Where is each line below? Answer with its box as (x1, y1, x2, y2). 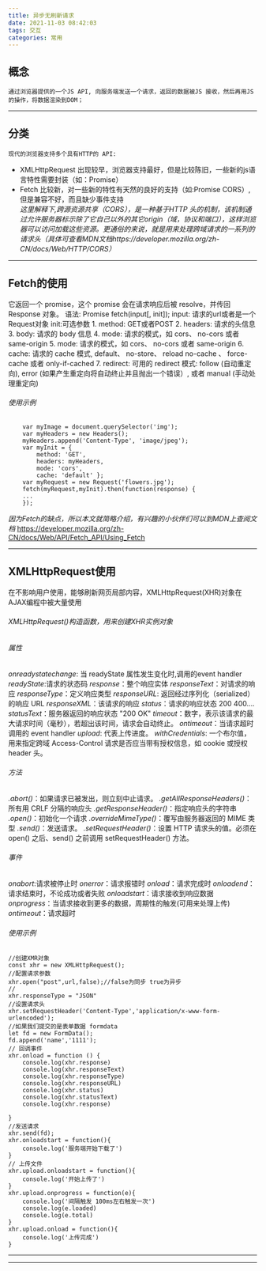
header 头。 (8, 748, 47, 758)
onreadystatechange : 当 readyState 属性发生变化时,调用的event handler (8, 669, 242, 679)
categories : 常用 (8, 33, 63, 42)
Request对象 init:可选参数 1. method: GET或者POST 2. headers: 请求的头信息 (8, 319, 257, 328)
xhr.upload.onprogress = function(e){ (8, 1190, 136, 1197)
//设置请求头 (8, 1001, 45, 1008)
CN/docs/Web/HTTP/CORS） (19, 244, 116, 253)
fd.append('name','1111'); (8, 1037, 97, 1045)
